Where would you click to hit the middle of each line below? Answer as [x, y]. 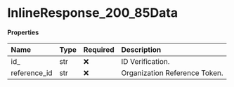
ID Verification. [145, 61]
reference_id [32, 73]
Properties [23, 32]
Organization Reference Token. [172, 73]
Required [99, 49]
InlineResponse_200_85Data [92, 13]
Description [141, 49]
